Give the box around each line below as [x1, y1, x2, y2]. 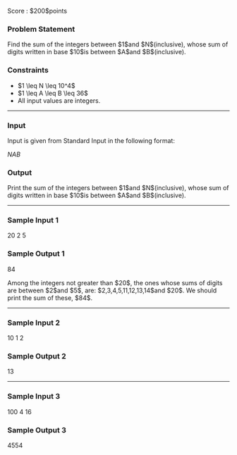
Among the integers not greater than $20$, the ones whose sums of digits [7, 278, 223, 287]
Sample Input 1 [7, 216, 59, 225]
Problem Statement [7, 24, 75, 34]
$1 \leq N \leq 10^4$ [17, 81, 75, 89]
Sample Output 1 [7, 249, 65, 258]
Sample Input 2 [7, 318, 60, 328]
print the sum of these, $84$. [7, 293, 93, 302]
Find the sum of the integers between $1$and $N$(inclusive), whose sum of [7, 40, 229, 49]
